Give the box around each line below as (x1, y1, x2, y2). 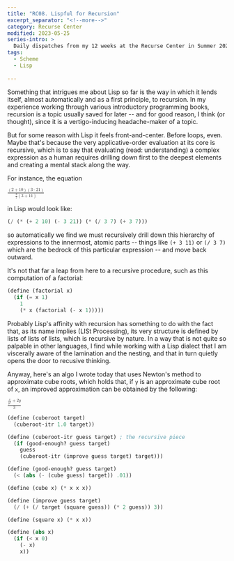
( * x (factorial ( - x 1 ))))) (19, 307, 104, 314)
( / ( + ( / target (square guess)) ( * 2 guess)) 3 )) (13, 503, 164, 511)
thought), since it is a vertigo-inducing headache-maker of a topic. (7, 117, 198, 125)
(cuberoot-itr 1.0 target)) (13, 421, 95, 428)
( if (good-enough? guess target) (13, 440, 111, 447)
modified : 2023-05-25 (7, 29, 70, 37)
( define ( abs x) (7, 529, 54, 536)
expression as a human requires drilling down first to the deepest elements (7, 153, 221, 161)
